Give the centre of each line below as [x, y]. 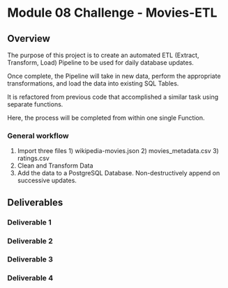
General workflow [38, 136]
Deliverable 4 [30, 278]
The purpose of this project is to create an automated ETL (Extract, [103, 55]
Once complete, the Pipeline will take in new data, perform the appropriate [114, 76]
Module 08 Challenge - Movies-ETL [112, 13]
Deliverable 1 [30, 222]
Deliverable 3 [30, 259]
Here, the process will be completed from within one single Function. [106, 118]
